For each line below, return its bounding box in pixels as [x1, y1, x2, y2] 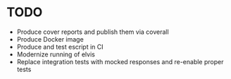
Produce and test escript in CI [16, 42, 104, 51]
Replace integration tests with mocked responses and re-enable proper [16, 57, 224, 66]
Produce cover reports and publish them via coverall [16, 28, 170, 36]
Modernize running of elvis [16, 50, 96, 59]
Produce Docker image [16, 35, 84, 43]
